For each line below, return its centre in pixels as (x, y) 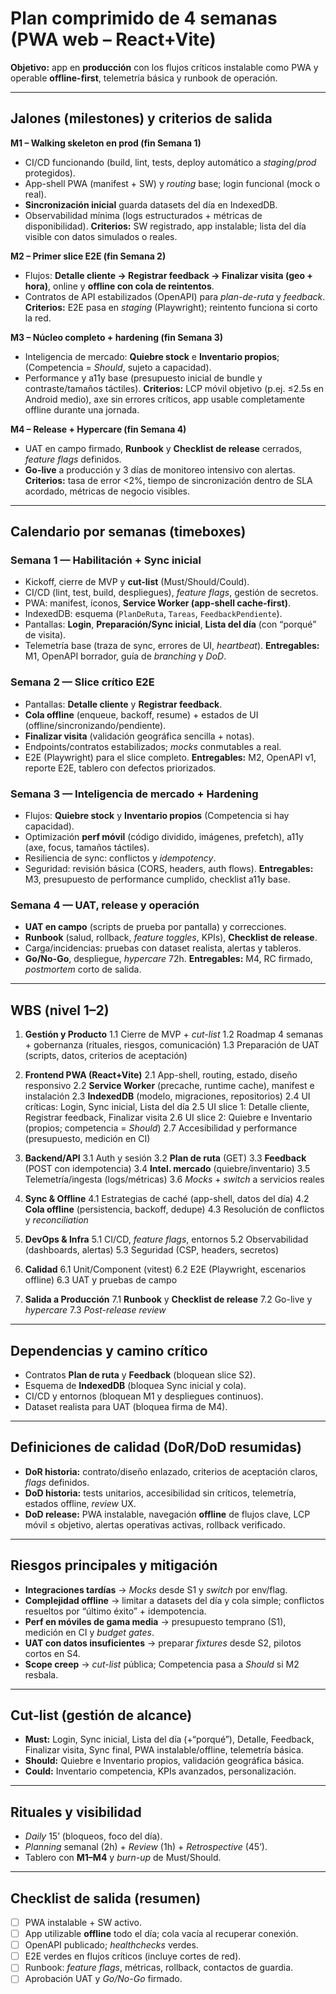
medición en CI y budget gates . (89, 1632)
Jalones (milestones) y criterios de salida (141, 118)
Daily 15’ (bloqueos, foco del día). (93, 1836)
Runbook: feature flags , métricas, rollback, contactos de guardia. (159, 1968)
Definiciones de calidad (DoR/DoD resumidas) (156, 1447)
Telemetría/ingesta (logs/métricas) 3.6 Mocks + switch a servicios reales (174, 1179)
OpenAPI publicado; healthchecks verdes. (111, 1945)
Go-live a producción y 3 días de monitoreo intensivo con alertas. (160, 469)
